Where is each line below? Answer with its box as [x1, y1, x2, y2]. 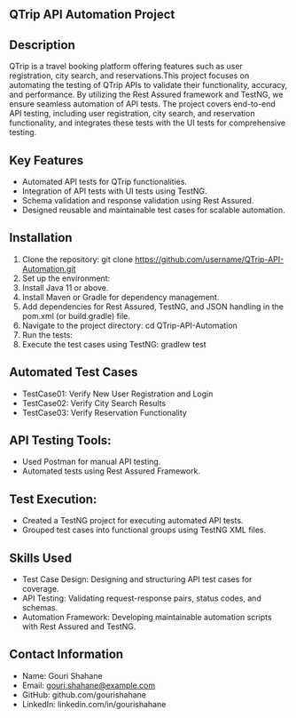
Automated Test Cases [9, 364, 138, 380]
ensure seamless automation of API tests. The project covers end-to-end [9, 99, 277, 109]
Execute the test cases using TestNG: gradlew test [21, 339, 206, 349]
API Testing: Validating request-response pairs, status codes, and [21, 593, 261, 603]
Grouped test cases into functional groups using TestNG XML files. [21, 524, 267, 536]
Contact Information [9, 647, 124, 662]
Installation [9, 230, 73, 245]
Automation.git [21, 263, 76, 274]
